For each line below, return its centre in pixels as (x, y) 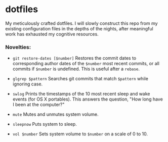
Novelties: (18, 47)
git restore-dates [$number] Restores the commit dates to (74, 58)
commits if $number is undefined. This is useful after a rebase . (76, 69)
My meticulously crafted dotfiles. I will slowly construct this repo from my (81, 23)
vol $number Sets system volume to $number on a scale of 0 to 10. (80, 134)
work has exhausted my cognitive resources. (52, 34)
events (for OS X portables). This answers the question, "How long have (88, 99)
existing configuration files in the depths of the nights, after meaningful (79, 28)
